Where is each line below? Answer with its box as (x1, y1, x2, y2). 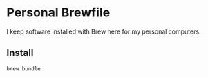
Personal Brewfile (6, 5, 111, 21)
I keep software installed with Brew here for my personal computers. (6, 27, 201, 36)
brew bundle (6, 65, 41, 73)
